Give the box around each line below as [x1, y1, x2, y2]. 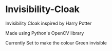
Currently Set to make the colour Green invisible [5, 39, 107, 46]
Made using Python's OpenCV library [5, 30, 84, 36]
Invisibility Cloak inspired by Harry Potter [5, 20, 92, 26]
